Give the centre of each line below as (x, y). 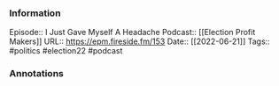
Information (35, 13)
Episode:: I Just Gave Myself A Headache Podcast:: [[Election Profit (132, 32)
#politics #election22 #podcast (66, 51)
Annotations (36, 74)
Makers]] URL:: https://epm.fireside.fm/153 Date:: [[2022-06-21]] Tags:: (139, 41)
